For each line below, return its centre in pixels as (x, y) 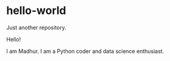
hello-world (36, 11)
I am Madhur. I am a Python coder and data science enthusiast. (85, 51)
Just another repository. (36, 27)
